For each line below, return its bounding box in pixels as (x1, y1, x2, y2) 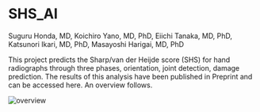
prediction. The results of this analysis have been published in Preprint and (8, 71, 253, 81)
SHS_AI (8, 5, 58, 23)
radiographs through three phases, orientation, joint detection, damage (8, 63, 240, 72)
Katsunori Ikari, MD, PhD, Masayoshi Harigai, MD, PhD (8, 39, 185, 48)
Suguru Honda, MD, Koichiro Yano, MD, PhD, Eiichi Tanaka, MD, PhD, (8, 31, 232, 41)
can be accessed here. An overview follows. (8, 80, 153, 90)
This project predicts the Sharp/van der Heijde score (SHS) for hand (8, 55, 231, 64)
